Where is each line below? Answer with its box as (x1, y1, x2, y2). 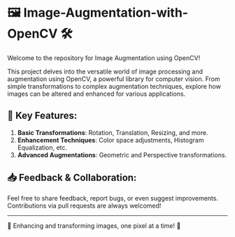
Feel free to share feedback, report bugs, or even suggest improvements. (7, 194, 219, 202)
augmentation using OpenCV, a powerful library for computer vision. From (7, 74, 220, 83)
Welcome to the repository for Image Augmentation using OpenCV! (7, 53, 201, 62)
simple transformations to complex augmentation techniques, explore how (7, 82, 222, 90)
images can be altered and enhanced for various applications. (7, 89, 186, 98)
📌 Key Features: (7, 110, 78, 122)
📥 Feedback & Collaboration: (7, 172, 137, 184)
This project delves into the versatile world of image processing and (7, 67, 204, 76)
